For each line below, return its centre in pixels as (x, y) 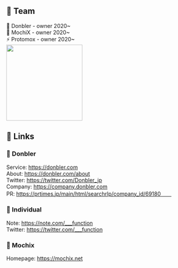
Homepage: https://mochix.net (45, 258)
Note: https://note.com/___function (50, 223)
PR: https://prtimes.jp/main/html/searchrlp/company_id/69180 (84, 194)
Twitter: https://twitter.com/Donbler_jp (54, 180)
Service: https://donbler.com (42, 167)
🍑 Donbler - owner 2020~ (39, 26)
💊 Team (21, 11)
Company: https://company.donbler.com (57, 187)
